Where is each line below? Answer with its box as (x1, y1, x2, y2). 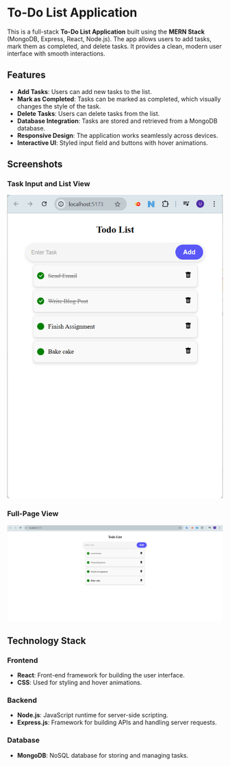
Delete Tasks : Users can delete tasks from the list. (16, 109, 160, 117)
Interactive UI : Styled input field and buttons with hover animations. (16, 139, 209, 147)
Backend (7, 695, 38, 705)
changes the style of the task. (16, 102, 101, 111)
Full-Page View (7, 509, 59, 519)
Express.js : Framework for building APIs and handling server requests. (16, 719, 217, 727)
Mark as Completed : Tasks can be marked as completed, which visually (16, 95, 221, 103)
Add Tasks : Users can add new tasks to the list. (16, 87, 152, 95)
